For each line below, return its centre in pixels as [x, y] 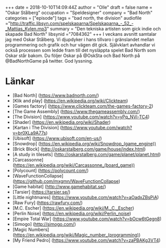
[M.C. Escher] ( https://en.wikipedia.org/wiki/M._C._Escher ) [73, 208]
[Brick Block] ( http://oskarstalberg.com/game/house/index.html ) [79, 149]
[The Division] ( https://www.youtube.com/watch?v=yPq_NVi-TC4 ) [81, 117]
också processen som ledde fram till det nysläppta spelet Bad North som [80, 50]
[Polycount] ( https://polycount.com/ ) [51, 170]
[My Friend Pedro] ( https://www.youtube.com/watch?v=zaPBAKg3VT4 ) [87, 240]
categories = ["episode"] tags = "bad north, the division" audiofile [73, 18]
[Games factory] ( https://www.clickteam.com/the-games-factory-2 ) [83, 106]
